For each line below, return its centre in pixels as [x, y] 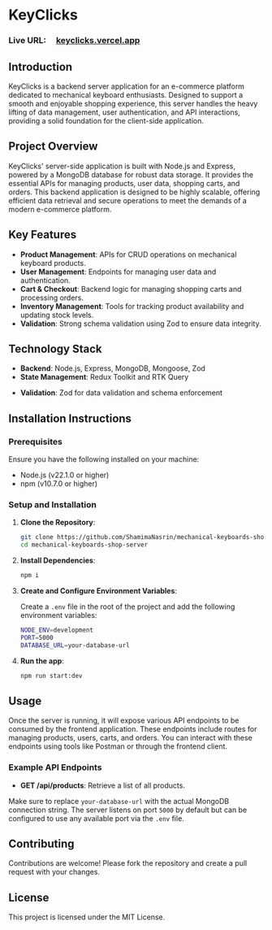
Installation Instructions [70, 418]
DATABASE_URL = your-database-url [75, 645]
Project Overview [53, 147]
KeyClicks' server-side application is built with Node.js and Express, [122, 166]
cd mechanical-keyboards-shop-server [84, 545]
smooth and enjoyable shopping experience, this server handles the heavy [133, 103]
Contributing [41, 843]
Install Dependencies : [58, 561]
